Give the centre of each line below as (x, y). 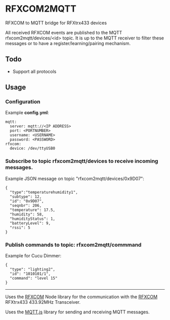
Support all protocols (34, 71)
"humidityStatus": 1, (33, 219)
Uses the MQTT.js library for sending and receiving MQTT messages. (77, 312)
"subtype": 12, (26, 197)
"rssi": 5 (20, 227)
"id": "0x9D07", (27, 201)
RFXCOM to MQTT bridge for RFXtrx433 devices (56, 23)
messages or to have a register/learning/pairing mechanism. (68, 43)
